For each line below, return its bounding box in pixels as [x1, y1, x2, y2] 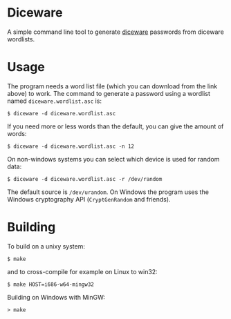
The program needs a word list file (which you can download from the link [7, 81, 218, 90]
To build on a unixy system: [7, 242, 85, 250]
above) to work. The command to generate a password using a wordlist [7, 89, 211, 97]
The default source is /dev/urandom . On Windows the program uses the [7, 188, 210, 196]
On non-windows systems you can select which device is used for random [7, 155, 220, 163]
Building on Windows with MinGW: [7, 293, 106, 301]
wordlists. [7, 35, 35, 43]
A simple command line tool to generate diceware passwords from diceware [7, 28, 225, 36]
